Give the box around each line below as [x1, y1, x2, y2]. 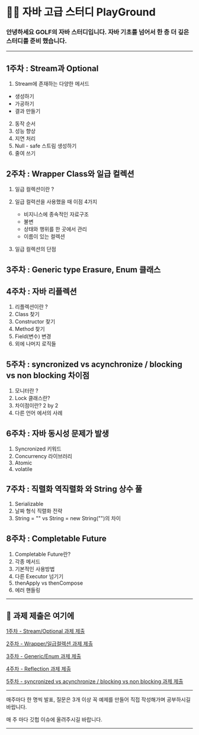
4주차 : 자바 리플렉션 [6, 286, 77, 296]
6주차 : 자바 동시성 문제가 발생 [6, 428, 110, 439]
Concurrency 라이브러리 [14, 452, 72, 459]
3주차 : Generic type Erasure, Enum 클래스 [6, 265, 161, 275]
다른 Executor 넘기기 [14, 572, 64, 580]
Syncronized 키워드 [14, 445, 62, 452]
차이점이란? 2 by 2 [14, 402, 59, 409]
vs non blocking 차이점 [6, 370, 90, 381]
